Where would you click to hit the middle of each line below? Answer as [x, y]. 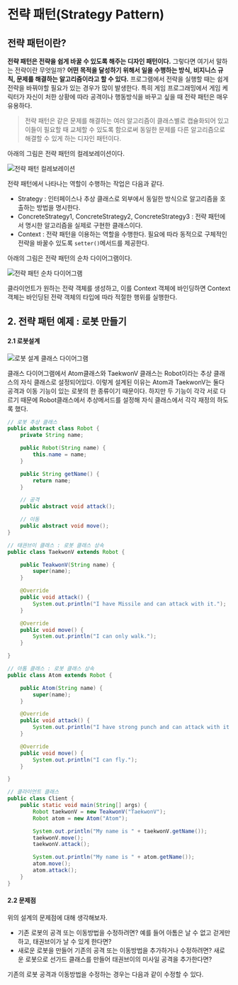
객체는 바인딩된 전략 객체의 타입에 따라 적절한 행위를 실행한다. [92, 297]
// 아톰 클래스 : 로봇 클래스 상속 [51, 669]
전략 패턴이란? [37, 43]
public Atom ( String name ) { [61, 688]
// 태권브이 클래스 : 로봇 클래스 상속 [56, 545]
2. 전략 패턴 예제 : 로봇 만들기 [67, 322]
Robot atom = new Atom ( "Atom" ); [81, 818]
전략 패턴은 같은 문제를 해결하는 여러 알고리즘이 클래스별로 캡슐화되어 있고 [127, 121]
